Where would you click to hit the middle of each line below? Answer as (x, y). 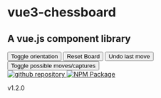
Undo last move (129, 56)
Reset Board (83, 56)
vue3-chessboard (62, 12)
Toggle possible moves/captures (53, 66)
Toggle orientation (35, 56)
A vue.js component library (69, 39)
